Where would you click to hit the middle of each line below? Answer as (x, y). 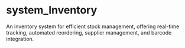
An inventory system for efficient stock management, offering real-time (93, 26)
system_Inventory (52, 10)
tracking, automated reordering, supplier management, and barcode (89, 32)
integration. (20, 39)
